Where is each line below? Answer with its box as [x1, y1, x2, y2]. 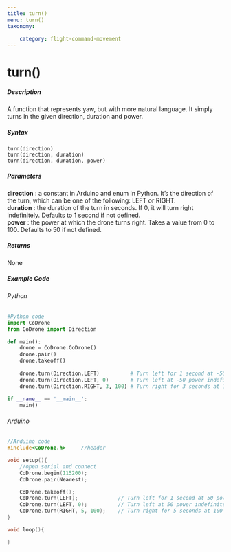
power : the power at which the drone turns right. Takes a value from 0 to [7, 218, 215, 227]
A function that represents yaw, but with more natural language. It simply [7, 105, 213, 113]
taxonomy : [7, 23, 36, 30]
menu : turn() [7, 16, 45, 23]
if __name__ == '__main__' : [7, 395, 88, 402]
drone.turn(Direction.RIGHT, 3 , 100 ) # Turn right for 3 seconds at [19, 382, 220, 390]
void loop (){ [7, 526, 45, 533]
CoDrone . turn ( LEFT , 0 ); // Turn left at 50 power [19, 501, 192, 508]
